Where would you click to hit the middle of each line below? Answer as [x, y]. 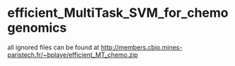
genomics [37, 28]
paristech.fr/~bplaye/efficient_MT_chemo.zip [73, 55]
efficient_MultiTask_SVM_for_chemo [118, 13]
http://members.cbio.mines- [141, 47]
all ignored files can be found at [53, 47]
